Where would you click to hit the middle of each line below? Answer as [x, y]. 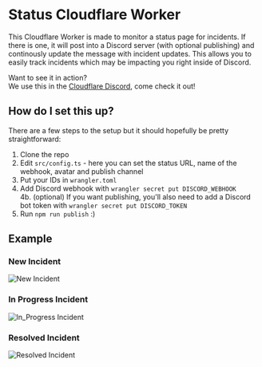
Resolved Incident [44, 337]
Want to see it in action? [48, 77]
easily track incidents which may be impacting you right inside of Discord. [130, 62]
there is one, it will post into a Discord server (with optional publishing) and [131, 45]
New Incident [35, 262]
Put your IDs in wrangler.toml [68, 180]
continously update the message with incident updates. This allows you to [130, 53]
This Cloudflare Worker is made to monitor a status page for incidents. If [127, 37]
